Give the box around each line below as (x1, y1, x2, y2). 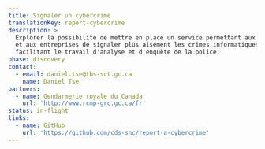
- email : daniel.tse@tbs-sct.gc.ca (15, 70, 132, 78)
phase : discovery (8, 56, 65, 64)
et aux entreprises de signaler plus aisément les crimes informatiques (15, 41, 259, 49)
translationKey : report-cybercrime (8, 19, 125, 27)
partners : (8, 84, 41, 93)
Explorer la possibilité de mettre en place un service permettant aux (15, 33, 256, 42)
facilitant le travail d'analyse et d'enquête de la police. (15, 48, 221, 56)
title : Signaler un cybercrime (8, 11, 111, 20)
